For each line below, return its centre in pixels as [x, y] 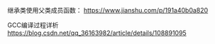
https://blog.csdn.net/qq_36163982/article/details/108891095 [97, 33]
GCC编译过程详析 [33, 25]
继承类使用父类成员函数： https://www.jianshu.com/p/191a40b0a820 [108, 10]
